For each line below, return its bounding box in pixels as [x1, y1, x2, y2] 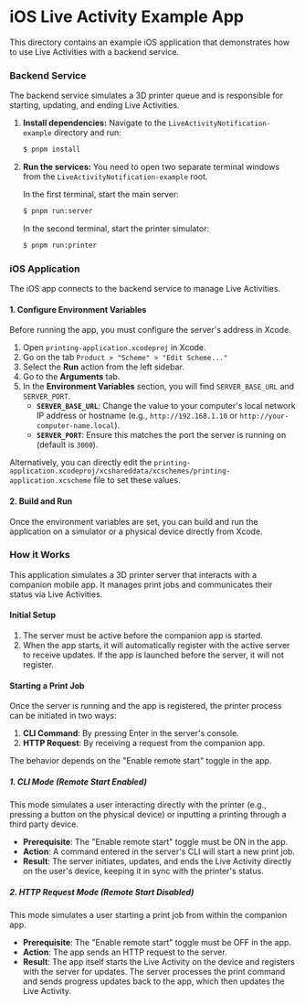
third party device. [9, 818, 79, 829]
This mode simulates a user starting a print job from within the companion [9, 910, 288, 921]
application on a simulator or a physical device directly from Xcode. [9, 526, 263, 537]
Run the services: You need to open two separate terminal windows [22, 162, 280, 173]
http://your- [239, 412, 289, 422]
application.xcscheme [9, 476, 92, 486]
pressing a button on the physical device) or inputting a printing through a [9, 809, 287, 820]
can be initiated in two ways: [9, 711, 117, 722]
